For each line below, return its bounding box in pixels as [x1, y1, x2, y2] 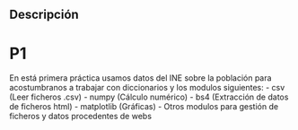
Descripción [9, 7, 79, 22]
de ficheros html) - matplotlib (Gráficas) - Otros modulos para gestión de [9, 101, 279, 112]
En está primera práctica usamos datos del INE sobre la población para [9, 73, 272, 83]
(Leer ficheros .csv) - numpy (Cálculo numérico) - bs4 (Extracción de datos [9, 91, 289, 102]
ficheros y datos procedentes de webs [9, 111, 153, 122]
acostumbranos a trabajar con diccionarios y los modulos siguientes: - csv [9, 82, 285, 93]
